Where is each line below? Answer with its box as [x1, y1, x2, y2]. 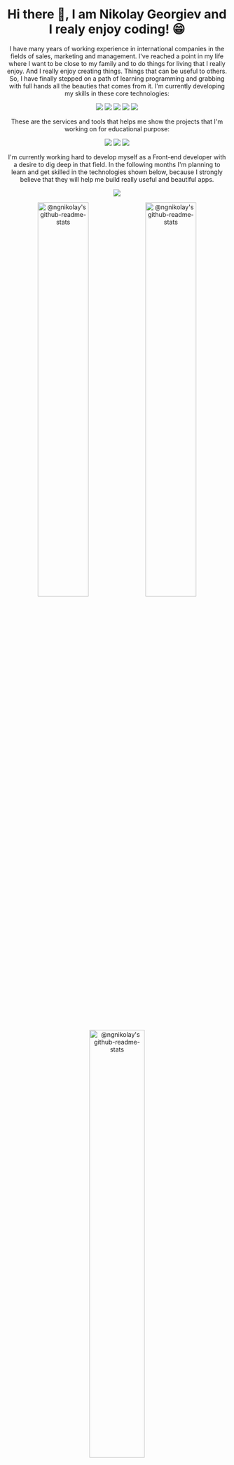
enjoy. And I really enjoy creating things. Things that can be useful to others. [7, 67, 227, 75]
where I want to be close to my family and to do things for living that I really [8, 59, 226, 67]
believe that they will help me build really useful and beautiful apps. [20, 175, 214, 183]
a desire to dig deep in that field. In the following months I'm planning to [13, 160, 221, 168]
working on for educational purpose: [64, 124, 170, 133]
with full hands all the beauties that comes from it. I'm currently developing [8, 81, 226, 90]
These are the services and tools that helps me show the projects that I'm [11, 117, 223, 126]
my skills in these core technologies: [64, 89, 170, 98]
